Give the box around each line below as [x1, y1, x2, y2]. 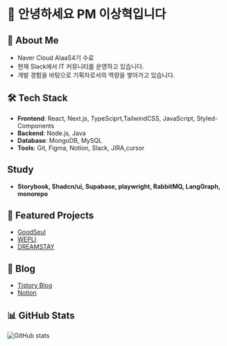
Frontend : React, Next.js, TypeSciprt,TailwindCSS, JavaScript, [17, 114, 196, 122]
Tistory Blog [17, 282, 53, 290]
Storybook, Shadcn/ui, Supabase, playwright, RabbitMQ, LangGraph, [17, 182, 221, 191]
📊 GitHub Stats [7, 309, 75, 321]
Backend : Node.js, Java [17, 129, 86, 137]
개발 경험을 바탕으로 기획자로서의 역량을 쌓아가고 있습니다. [17, 71, 176, 79]
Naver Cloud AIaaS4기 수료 [17, 53, 94, 62]
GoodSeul [17, 228, 47, 236]
